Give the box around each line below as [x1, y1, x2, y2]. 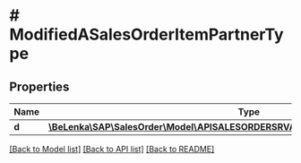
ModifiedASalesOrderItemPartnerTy [9, 24, 284, 45]
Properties [9, 79, 70, 94]
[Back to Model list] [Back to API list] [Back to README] [9, 144, 215, 154]
